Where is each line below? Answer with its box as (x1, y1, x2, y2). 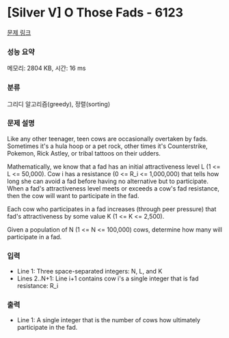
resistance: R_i (16, 282, 59, 290)
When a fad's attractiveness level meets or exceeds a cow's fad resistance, (7, 184, 220, 193)
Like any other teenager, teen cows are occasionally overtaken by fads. (7, 134, 208, 143)
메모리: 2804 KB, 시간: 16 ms (7, 64, 86, 73)
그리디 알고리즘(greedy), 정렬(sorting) (7, 99, 111, 108)
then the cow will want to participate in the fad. (7, 191, 139, 200)
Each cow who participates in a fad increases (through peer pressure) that (7, 204, 217, 213)
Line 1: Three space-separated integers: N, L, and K (16, 267, 163, 276)
